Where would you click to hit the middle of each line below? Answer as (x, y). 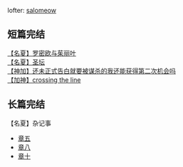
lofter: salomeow (32, 10)
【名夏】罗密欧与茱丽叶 (42, 53)
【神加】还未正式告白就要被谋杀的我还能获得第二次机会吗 (91, 71)
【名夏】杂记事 (29, 123)
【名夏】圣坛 (26, 62)
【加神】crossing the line (44, 80)
